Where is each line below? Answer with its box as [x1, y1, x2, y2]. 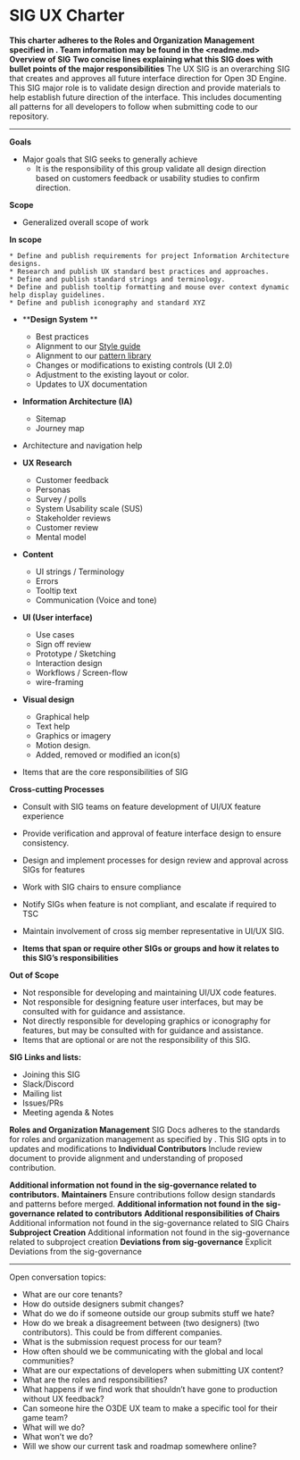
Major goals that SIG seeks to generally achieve [21, 154, 198, 164]
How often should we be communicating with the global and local [21, 1346, 263, 1356]
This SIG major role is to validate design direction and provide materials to [9, 82, 281, 93]
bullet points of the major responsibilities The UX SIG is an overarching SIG [9, 63, 290, 74]
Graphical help [35, 711, 90, 722]
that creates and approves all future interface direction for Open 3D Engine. [9, 72, 287, 83]
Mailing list [21, 1088, 62, 1098]
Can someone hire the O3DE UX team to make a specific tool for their [21, 1403, 279, 1414]
